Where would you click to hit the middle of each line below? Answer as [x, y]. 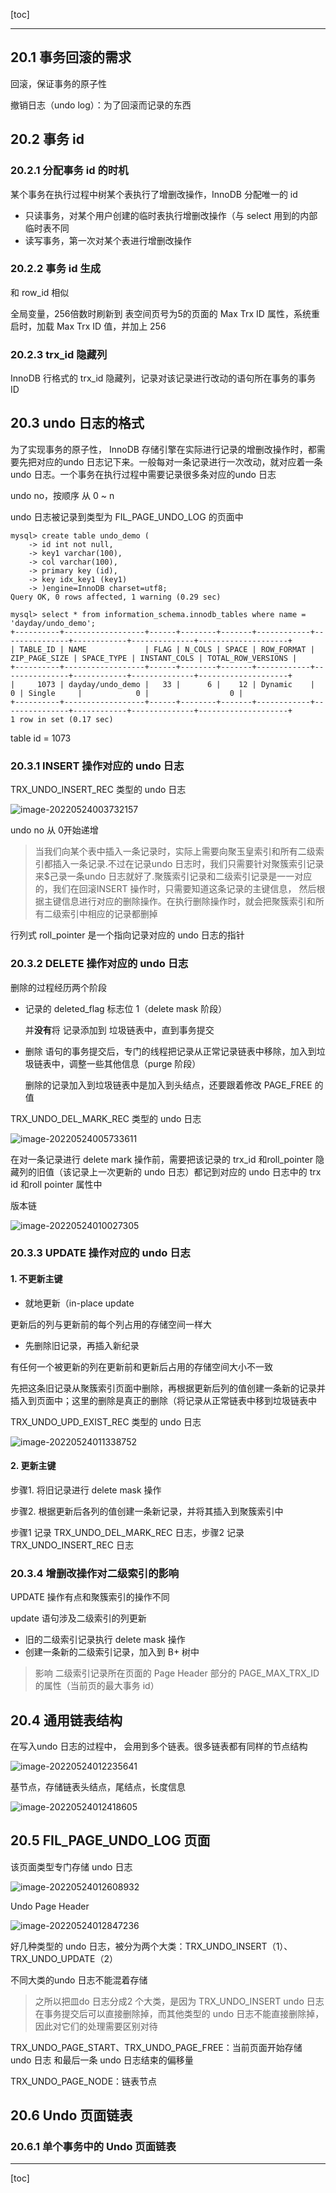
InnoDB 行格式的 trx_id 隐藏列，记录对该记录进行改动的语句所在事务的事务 [163, 378]
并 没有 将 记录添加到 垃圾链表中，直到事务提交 [119, 1030]
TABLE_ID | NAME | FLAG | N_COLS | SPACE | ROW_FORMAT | [167, 649]
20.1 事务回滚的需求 [71, 57]
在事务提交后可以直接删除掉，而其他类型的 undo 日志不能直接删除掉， [179, 2013]
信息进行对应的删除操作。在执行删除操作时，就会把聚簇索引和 [188, 901]
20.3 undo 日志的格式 [77, 423]
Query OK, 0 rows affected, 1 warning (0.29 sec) [116, 597]
